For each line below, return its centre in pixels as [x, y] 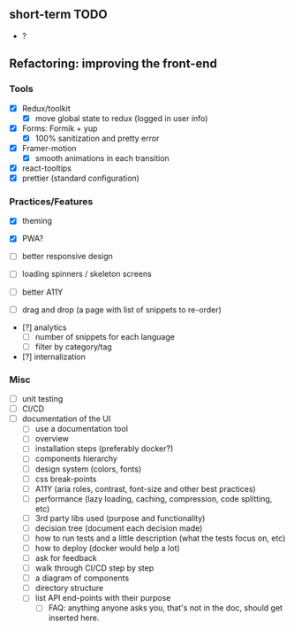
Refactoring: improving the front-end [113, 64]
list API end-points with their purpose [103, 598]
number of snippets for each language [105, 336]
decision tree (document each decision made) [119, 528]
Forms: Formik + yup [60, 128]
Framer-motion [49, 148]
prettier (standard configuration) [80, 178]
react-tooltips [47, 168]
